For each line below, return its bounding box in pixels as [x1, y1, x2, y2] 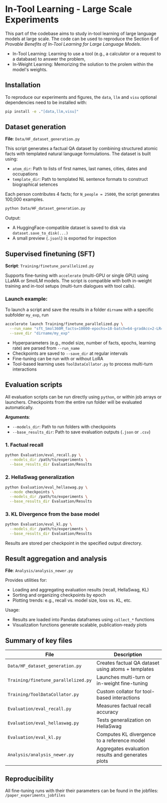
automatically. [5, 404, 34, 410]
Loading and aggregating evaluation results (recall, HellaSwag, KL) [12, 587, 149, 593]
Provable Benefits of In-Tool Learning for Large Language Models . [5, 41, 142, 47]
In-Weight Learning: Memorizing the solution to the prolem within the [12, 61, 154, 67]
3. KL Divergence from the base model [5, 510, 99, 517]
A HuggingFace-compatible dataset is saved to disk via [12, 225, 126, 231]
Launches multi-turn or [96, 674, 152, 681]
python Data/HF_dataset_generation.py [5, 206, 85, 211]
